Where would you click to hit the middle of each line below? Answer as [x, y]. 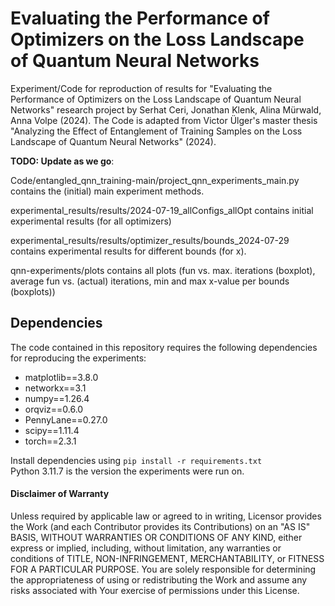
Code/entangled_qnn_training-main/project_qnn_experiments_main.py [155, 180]
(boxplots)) [33, 291]
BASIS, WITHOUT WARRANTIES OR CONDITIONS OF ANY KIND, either [156, 537]
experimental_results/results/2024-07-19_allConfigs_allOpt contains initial [162, 210]
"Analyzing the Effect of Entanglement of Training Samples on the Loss [156, 131]
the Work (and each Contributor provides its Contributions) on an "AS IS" [160, 526]
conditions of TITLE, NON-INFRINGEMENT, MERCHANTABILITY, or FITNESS [167, 558]
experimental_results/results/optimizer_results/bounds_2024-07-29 [150, 240]
